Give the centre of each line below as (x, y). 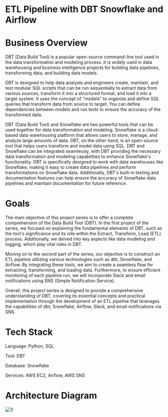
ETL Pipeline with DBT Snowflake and (84, 9)
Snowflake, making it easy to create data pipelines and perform (71, 168)
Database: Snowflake (27, 365)
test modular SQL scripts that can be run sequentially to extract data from (81, 88)
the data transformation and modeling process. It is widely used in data (79, 62)
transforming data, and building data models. (52, 73)
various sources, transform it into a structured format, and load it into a (78, 94)
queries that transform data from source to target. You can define (73, 104)
